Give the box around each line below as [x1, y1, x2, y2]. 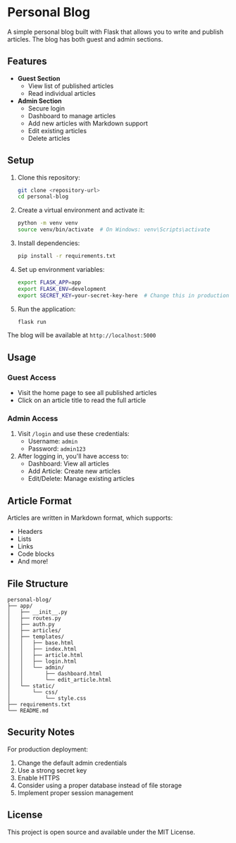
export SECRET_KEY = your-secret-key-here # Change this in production [17, 292, 230, 299]
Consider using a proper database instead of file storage [17, 781, 182, 789]
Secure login [27, 104, 66, 113]
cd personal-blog [17, 193, 69, 201]
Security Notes [7, 726, 75, 738]
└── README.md [7, 707, 49, 715]
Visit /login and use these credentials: [17, 430, 130, 438]
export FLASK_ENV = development [17, 285, 107, 292]
